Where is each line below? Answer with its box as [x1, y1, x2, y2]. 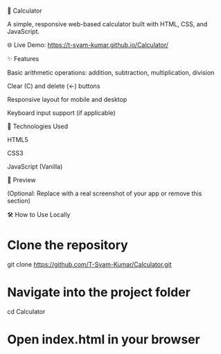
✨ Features [7, 55, 39, 62]
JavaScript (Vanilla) [7, 163, 63, 170]
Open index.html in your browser [7, 332, 201, 348]
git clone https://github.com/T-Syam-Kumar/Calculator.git [7, 260, 172, 268]
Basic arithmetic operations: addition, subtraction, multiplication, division [7, 69, 215, 76]
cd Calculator [7, 307, 46, 315]
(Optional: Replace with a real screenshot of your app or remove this [7, 189, 202, 197]
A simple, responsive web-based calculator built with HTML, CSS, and [7, 20, 208, 28]
